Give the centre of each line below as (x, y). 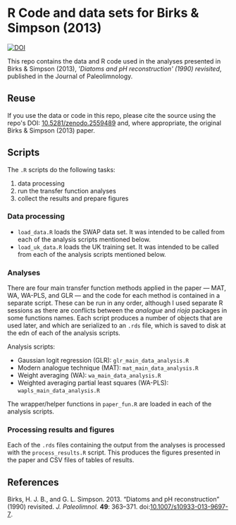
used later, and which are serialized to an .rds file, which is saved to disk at (117, 325)
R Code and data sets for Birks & (103, 13)
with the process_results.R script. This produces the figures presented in (114, 452)
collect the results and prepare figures (73, 198)
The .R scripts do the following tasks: (61, 169)
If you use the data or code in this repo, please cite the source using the (112, 115)
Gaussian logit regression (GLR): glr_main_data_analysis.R (103, 361)
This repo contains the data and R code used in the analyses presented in (114, 61)
